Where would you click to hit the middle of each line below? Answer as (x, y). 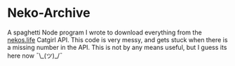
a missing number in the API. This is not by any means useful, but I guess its (117, 47)
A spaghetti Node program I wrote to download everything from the (105, 32)
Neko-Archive (49, 13)
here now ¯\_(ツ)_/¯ (35, 55)
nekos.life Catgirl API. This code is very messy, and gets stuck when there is (117, 39)
